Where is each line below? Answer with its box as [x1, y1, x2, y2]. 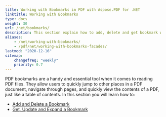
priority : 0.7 [14, 62, 43, 67]
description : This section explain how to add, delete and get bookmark [5, 30, 158, 35]
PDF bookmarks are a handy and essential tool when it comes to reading [5, 76, 153, 82]
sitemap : [5, 53, 23, 58]
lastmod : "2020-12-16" [5, 48, 52, 53]
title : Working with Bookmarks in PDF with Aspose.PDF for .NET [5, 7, 140, 12]
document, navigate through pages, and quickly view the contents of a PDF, [5, 86, 160, 92]
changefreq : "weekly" [14, 58, 58, 63]
